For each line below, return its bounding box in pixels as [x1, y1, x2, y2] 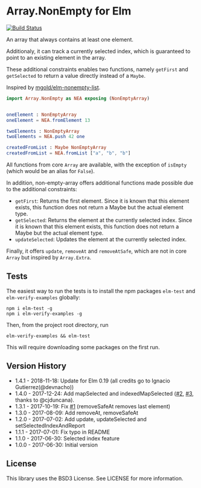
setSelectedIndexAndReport [14, 422, 86, 429]
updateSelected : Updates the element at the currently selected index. [14, 236, 187, 243]
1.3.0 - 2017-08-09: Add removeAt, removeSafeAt [14, 409, 139, 416]
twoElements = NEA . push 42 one [6, 134, 85, 140]
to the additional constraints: [6, 186, 77, 193]
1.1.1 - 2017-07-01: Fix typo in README [14, 428, 110, 436]
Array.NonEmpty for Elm [6, 4, 132, 18]
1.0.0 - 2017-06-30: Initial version [14, 441, 98, 448]
